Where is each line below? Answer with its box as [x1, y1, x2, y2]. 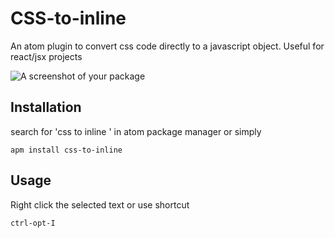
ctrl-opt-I [10, 218, 56, 228]
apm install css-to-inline [10, 145, 123, 155]
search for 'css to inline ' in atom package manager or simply [10, 125, 262, 137]
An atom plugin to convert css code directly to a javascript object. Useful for [10, 40, 325, 52]
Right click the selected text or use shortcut [10, 198, 190, 211]
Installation [10, 99, 82, 116]
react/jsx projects [10, 50, 83, 62]
